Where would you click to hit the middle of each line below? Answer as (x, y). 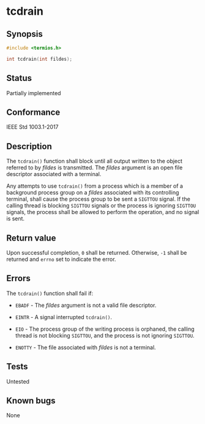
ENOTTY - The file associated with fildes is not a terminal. (85, 347)
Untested (18, 381)
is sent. (16, 218)
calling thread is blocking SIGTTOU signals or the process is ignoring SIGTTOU (101, 206)
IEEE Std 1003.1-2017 (33, 127)
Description (29, 146)
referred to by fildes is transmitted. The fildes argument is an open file (95, 168)
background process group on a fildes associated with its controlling (93, 193)
